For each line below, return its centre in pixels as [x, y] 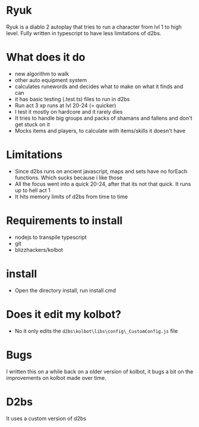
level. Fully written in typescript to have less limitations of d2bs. [84, 33]
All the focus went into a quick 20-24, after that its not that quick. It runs [103, 184]
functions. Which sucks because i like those [69, 177]
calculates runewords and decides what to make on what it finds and [99, 86]
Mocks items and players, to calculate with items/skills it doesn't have [100, 130]
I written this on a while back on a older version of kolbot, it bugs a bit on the [100, 371]
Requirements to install [64, 220]
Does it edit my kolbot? [64, 314]
